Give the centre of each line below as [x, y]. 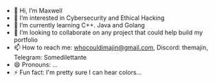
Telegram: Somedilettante [50, 57]
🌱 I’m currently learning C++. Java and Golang [79, 25]
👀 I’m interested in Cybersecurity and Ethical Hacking [89, 18]
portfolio [25, 40]
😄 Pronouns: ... [36, 64]
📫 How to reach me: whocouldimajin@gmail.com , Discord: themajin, [111, 47]
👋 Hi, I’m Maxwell [38, 11]
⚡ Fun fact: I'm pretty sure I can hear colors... [78, 72]
